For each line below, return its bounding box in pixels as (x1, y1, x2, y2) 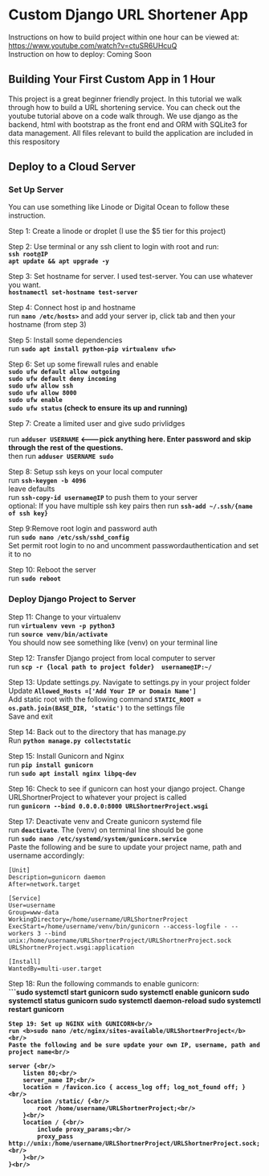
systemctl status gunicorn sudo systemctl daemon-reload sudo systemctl (8, 995, 261, 1006)
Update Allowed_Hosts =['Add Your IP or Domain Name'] (8, 686, 197, 695)
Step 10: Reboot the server (8, 565, 96, 575)
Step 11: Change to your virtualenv (8, 612, 121, 621)
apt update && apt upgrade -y (8, 257, 110, 266)
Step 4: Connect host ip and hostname (8, 303, 137, 313)
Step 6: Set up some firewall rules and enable (8, 359, 159, 369)
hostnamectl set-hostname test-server (8, 289, 138, 297)
